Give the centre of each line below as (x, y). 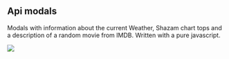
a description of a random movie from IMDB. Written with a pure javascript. (114, 35)
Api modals (32, 11)
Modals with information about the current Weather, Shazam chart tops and (115, 27)
